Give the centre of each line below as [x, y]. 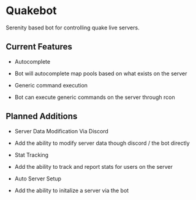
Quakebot [31, 11]
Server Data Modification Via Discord [61, 131]
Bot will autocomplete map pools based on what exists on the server [101, 73]
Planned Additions [42, 117]
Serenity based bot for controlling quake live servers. [73, 28]
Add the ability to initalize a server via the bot [72, 190]
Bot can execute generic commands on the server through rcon [95, 97]
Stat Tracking [32, 155]
